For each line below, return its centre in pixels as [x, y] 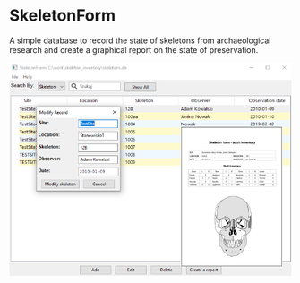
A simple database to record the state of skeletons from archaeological [140, 40]
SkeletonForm [63, 16]
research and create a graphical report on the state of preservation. [134, 49]
